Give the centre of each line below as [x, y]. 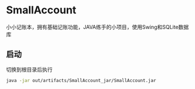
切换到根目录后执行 [29, 69]
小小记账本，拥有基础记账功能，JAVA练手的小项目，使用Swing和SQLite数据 [97, 27]
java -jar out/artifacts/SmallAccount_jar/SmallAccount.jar [81, 80]
